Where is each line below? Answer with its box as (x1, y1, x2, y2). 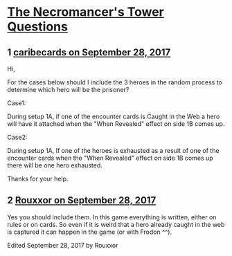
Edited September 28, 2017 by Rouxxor (7, 241, 119, 249)
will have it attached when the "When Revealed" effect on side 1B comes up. (7, 120, 225, 128)
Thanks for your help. (7, 174, 69, 183)
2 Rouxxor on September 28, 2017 (7, 194, 157, 206)
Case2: (7, 133, 28, 141)
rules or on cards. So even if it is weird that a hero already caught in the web (7, 220, 225, 228)
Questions (7, 19, 68, 35)
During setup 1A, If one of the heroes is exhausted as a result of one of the (7, 147, 220, 154)
